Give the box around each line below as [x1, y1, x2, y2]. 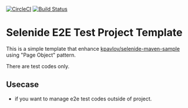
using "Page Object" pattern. [6, 51, 76, 58]
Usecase [6, 79, 39, 90]
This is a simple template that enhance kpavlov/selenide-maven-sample [6, 45, 180, 52]
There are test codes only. [6, 62, 69, 69]
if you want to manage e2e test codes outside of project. [14, 95, 152, 102]
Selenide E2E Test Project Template [6, 26, 183, 39]
